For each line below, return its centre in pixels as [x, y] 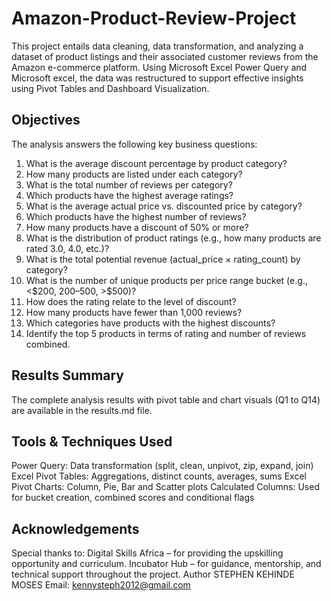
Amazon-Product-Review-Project [154, 18]
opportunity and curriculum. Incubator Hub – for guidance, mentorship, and [166, 564]
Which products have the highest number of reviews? [136, 216]
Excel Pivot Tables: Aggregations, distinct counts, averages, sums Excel [159, 476]
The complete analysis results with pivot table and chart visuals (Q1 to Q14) [166, 399]
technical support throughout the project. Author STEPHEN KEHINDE [153, 574]
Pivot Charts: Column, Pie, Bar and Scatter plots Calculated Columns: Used [165, 487]
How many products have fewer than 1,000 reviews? [134, 312]
